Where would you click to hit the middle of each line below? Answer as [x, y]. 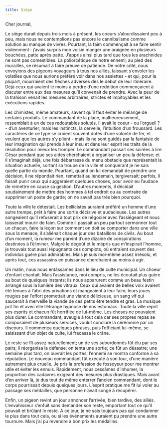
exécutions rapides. [25, 102]
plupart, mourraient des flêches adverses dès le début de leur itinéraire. [79, 81]
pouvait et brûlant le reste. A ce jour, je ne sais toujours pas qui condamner [82, 411]
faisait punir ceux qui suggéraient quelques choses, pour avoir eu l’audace [82, 181]
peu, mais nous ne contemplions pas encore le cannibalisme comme [76, 39]
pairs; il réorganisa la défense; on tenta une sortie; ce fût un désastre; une [81, 348]
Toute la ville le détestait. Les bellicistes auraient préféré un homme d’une [81, 207]
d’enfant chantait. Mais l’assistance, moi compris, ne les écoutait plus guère [83, 274]
